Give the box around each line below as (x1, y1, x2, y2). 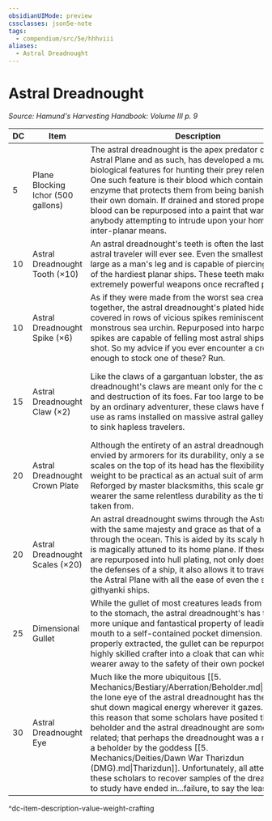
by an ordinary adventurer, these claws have (90, 401, 260, 412)
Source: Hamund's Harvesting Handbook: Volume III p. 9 (8, 111, 198, 121)
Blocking (32, 179, 66, 190)
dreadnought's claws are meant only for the (90, 381, 257, 392)
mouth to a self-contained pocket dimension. (90, 627, 263, 639)
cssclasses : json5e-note (8, 19, 92, 28)
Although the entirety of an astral (90, 439, 216, 450)
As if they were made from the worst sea (90, 291, 244, 303)
